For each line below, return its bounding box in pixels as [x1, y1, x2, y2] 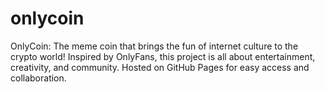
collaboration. [10, 72, 67, 84]
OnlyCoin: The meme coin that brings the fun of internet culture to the [10, 40, 299, 52]
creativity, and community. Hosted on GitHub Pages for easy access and [10, 61, 310, 73]
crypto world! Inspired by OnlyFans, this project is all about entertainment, [10, 50, 316, 62]
